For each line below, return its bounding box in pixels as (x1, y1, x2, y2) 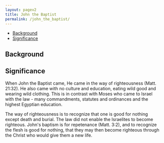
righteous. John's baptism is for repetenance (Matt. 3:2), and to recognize (5, 122, 157, 128)
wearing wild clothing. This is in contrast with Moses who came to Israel (5, 91, 153, 97)
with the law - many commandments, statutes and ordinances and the (5, 96, 149, 102)
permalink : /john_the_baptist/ (5, 16, 70, 21)
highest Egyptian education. (5, 101, 63, 107)
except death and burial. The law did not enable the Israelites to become (5, 116, 153, 122)
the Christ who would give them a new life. (5, 132, 93, 138)
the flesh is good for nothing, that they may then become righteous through (5, 127, 160, 133)
